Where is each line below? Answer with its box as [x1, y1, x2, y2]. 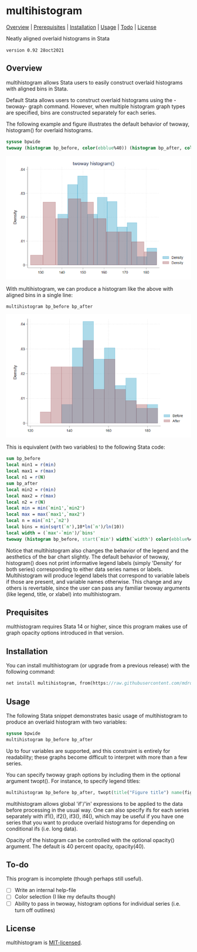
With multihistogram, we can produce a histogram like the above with [6, 285, 174, 292]
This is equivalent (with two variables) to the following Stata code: [6, 443, 165, 450]
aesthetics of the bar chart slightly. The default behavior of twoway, [6, 553, 170, 560]
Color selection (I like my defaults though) [14, 893, 116, 900]
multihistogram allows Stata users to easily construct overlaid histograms [6, 79, 183, 86]
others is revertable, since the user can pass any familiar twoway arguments [6, 584, 191, 591]
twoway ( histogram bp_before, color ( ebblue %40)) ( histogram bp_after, [6, 145, 182, 151]
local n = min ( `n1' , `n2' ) [6, 518, 69, 524]
